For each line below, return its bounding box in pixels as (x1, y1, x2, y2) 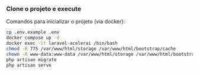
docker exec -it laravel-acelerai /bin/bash (6, 41, 118, 46)
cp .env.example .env (6, 29, 60, 35)
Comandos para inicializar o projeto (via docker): (6, 18, 126, 25)
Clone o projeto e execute (6, 5, 82, 13)
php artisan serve (6, 62, 52, 68)
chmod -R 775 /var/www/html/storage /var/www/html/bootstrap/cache (6, 46, 176, 52)
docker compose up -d (6, 35, 60, 41)
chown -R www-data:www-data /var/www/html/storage (6, 51, 134, 57)
